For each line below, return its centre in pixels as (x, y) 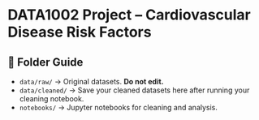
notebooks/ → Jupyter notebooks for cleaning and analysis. (119, 107)
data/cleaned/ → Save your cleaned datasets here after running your (134, 90)
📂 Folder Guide (45, 62)
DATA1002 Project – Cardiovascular (129, 15)
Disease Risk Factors (80, 32)
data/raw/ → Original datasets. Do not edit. (91, 81)
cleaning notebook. (52, 99)
